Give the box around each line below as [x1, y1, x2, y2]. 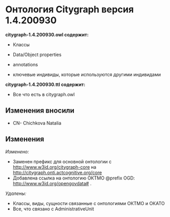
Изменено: [5, 148, 29, 155]
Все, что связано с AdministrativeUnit [12, 206, 94, 212]
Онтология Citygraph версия [5, 4, 134, 15]
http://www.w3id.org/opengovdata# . [12, 180, 91, 186]
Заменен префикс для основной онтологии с [12, 158, 112, 165]
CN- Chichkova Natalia [12, 120, 62, 126]
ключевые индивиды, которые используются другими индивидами [12, 71, 161, 78]
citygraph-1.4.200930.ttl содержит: [5, 81, 86, 87]
